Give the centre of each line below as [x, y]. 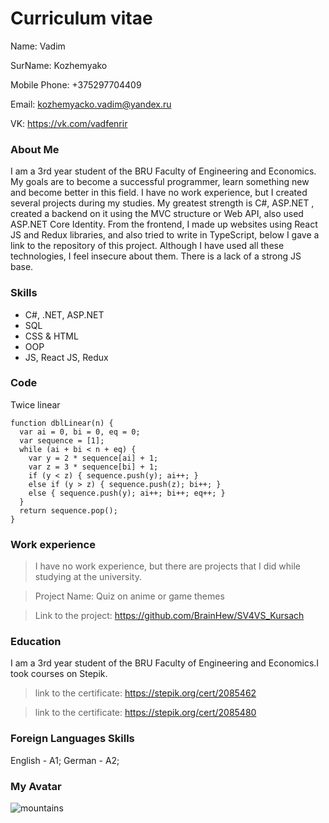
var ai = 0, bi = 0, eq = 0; [80, 432]
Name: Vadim [38, 46]
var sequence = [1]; [62, 440]
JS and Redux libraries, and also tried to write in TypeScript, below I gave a [165, 235]
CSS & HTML [51, 336]
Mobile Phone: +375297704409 [76, 84]
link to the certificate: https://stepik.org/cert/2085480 [145, 713]
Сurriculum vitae [81, 18]
